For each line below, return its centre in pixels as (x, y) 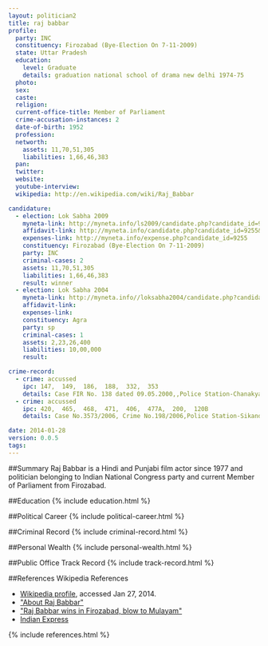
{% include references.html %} (59, 634)
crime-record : (32, 372)
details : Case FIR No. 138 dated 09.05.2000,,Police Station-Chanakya (142, 394)
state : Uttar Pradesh (51, 53)
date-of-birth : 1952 (49, 127)
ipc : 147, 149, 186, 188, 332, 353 (91, 386)
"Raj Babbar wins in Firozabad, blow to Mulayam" (101, 610)
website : (30, 179)
